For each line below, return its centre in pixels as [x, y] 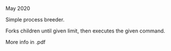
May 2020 [18, 8]
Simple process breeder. [35, 19]
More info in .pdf [25, 42]
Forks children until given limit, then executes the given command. [85, 31]
